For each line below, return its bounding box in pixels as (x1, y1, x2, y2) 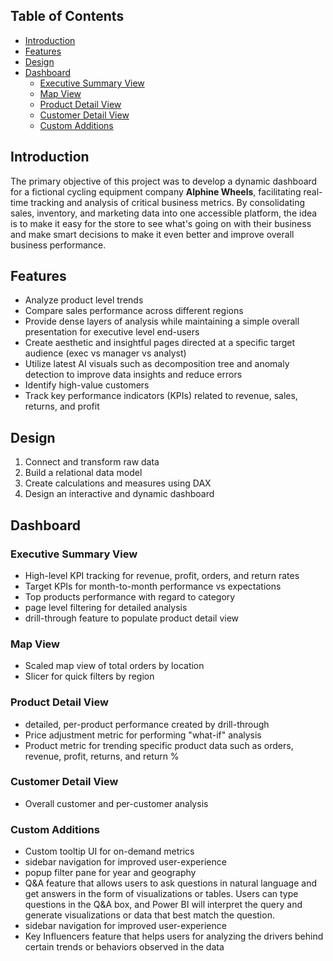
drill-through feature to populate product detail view (24, 612, 240, 624)
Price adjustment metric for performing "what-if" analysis (24, 729, 262, 741)
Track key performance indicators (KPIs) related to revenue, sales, (24, 390, 298, 402)
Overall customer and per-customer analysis (24, 797, 209, 809)
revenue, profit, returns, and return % (24, 750, 180, 762)
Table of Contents (10, 8, 125, 25)
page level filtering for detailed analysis (24, 601, 188, 613)
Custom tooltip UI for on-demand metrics (24, 845, 195, 858)
